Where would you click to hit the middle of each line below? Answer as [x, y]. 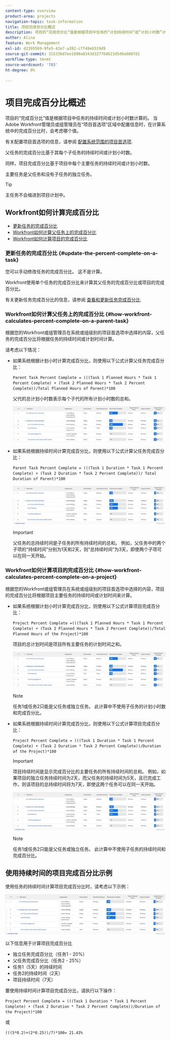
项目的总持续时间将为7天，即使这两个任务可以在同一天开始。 [94, 784]
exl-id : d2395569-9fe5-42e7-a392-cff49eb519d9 [55, 49]
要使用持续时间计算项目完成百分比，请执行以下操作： [61, 990]
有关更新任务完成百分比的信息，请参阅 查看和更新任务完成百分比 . [73, 300]
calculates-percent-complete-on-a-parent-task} [67, 321]
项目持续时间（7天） [34, 979]
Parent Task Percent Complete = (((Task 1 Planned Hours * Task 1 [84, 378]
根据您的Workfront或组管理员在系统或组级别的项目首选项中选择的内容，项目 [85, 589]
